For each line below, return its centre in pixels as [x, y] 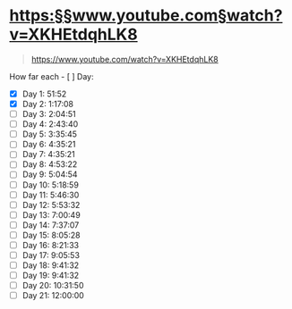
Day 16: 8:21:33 [50, 245]
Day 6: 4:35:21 [49, 145]
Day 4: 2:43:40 [50, 124]
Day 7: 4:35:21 [49, 154]
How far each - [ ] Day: [52, 76]
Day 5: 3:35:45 [50, 134]
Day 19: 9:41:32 [51, 276]
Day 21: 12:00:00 [53, 296]
